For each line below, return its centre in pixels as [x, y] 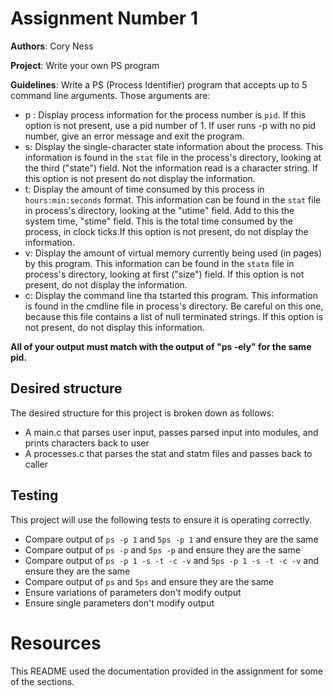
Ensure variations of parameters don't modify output [133, 592]
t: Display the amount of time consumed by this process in [144, 189]
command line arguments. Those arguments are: [110, 95]
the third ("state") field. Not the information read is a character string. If [171, 168]
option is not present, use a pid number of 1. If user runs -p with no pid [170, 125]
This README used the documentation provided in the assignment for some [167, 671]
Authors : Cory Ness [52, 46]
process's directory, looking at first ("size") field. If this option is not [164, 274]
